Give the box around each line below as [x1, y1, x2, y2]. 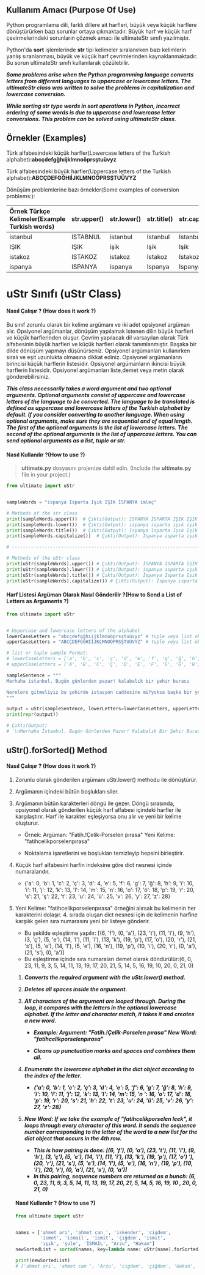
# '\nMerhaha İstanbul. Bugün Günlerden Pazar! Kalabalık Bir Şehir [6, 728, 184, 735]
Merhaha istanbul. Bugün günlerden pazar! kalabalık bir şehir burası [6, 678, 190, 684]
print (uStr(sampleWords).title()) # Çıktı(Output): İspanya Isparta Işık [6, 572, 198, 578]
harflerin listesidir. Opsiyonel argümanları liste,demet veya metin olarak [6, 366, 184, 374]
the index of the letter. [24, 1072, 82, 1079]
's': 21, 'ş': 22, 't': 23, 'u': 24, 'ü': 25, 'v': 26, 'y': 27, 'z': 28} [24, 893, 171, 900]
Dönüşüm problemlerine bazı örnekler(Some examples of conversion [6, 186, 179, 193]
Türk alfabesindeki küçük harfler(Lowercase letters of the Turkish [6, 149, 171, 157]
